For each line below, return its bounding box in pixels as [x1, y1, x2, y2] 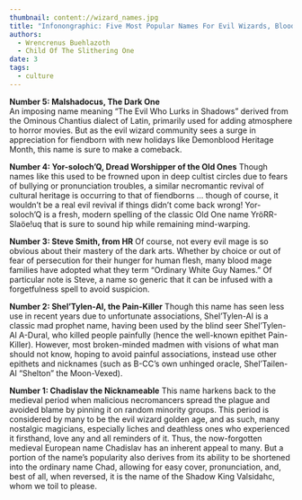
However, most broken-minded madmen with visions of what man [35, 338, 280, 350]
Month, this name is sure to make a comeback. [9, 144, 182, 154]
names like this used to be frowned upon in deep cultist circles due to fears [9, 171, 289, 181]
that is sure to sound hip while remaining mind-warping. [43, 218, 251, 229]
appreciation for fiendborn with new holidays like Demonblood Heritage [9, 134, 274, 145]
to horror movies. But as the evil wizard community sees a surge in [9, 125, 256, 136]
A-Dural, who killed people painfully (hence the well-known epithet [18, 329, 267, 340]
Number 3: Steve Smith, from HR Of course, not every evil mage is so [9, 235, 269, 247]
